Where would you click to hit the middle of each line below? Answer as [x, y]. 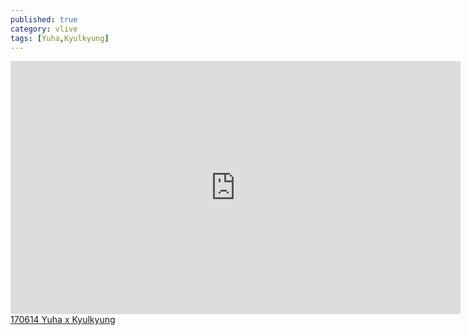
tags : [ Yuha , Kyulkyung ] [60, 38]
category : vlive [44, 29]
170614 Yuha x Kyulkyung [63, 320]
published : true [44, 19]
